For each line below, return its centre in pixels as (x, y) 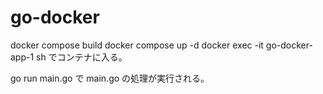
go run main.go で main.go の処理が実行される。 (110, 78)
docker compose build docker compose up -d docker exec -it (137, 45)
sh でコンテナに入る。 (82, 57)
